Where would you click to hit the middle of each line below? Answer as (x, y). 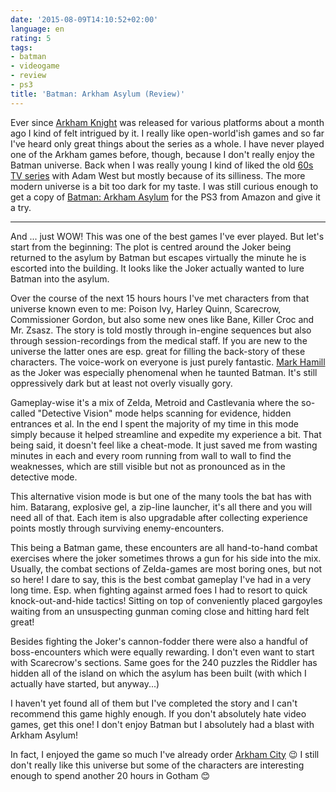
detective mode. (44, 477)
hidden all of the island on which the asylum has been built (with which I (158, 673)
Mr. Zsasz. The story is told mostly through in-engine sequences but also (161, 330)
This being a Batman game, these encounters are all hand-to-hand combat (164, 547)
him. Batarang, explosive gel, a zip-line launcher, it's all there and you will (161, 507)
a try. (21, 207)
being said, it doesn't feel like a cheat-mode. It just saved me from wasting (164, 445)
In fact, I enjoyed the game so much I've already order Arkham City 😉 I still (165, 754)
